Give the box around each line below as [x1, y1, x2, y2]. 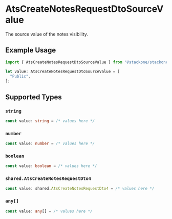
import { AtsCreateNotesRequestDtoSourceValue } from [5, 60, 123, 65]
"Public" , [10, 74, 31, 79]
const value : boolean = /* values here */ [5, 163, 97, 169]
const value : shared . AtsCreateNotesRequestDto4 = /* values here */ [5, 186, 155, 191]
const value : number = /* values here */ [5, 141, 95, 147]
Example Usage [5, 46, 56, 54]
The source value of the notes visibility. [5, 31, 89, 37]
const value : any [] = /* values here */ [5, 209, 93, 214]
